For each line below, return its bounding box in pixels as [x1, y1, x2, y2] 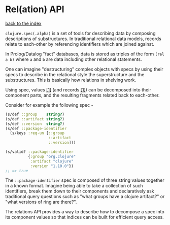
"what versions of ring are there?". [5, 199, 77, 205]
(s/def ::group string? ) [5, 112, 65, 117]
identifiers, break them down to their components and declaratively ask [5, 188, 154, 194]
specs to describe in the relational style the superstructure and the [5, 71, 145, 77]
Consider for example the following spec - [5, 102, 93, 108]
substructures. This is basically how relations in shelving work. [5, 77, 136, 83]
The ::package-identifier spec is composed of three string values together [5, 177, 164, 183]
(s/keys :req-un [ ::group [10, 131, 65, 136]
